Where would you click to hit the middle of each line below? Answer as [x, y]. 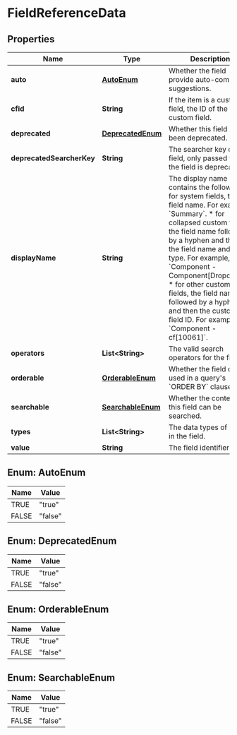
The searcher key [197, 149]
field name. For [193, 205]
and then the [189, 311]
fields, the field [193, 293]
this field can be [195, 407]
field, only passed [198, 158]
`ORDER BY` [188, 387]
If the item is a [192, 100]
